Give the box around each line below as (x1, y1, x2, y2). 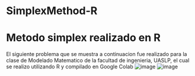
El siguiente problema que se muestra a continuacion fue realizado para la (6, 51, 187, 58)
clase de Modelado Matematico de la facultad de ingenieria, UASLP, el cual (6, 57, 190, 64)
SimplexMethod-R (6, 4, 98, 18)
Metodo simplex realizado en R (6, 31, 161, 45)
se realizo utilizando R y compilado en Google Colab (6, 63, 133, 70)
